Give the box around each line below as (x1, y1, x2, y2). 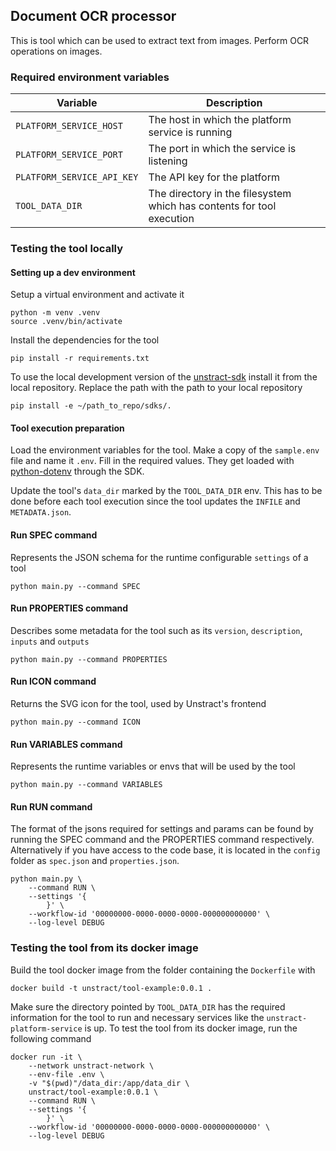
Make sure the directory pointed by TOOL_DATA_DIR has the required (10, 1000, 286, 1013)
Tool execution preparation (10, 422, 125, 434)
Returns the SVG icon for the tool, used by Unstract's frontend (10, 698, 267, 710)
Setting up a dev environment (10, 266, 136, 278)
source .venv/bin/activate (10, 317, 123, 327)
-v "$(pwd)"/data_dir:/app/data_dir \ (28, 1078, 190, 1088)
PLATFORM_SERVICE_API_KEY (15, 172, 139, 183)
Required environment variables (10, 70, 170, 84)
